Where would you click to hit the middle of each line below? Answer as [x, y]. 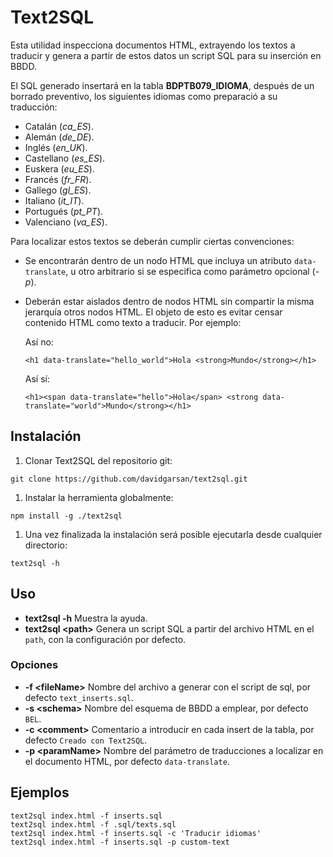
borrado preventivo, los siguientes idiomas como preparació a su [144, 96]
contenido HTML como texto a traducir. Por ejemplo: [133, 322]
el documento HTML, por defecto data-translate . [127, 761]
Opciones [34, 665]
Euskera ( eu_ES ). [59, 168]
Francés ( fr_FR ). [58, 179]
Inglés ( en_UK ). [56, 147]
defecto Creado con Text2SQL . [86, 740]
